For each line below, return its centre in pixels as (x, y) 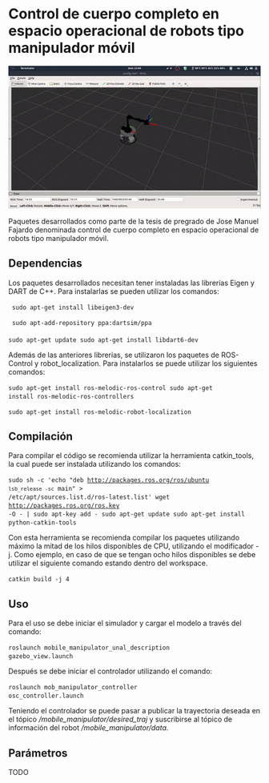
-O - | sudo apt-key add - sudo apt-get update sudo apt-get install (127, 514)
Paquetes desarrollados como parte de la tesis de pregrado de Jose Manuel (133, 221)
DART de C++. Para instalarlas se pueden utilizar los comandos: (114, 291)
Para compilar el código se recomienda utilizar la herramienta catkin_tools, (131, 456)
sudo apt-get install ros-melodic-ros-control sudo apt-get (111, 388)
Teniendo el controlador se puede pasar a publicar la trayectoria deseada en (134, 711)
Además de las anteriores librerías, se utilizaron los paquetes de (114, 355)
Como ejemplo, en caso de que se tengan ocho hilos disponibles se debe (135, 555)
